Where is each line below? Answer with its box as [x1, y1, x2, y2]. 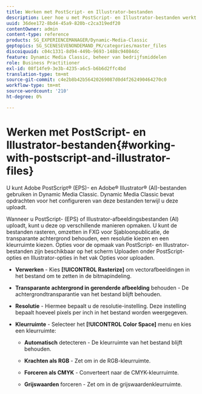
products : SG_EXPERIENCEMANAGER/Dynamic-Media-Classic [6, 37, 148, 43]
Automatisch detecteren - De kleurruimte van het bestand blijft [24, 339, 183, 346]
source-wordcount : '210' [6, 88, 69, 94]
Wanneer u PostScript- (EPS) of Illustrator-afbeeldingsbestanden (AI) [6, 215, 179, 223]
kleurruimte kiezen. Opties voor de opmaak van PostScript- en [6, 241, 162, 248]
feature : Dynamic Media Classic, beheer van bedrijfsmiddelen [6, 54, 167, 60]
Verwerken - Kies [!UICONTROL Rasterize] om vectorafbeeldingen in [15, 266, 190, 273]
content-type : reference [6, 32, 69, 38]
